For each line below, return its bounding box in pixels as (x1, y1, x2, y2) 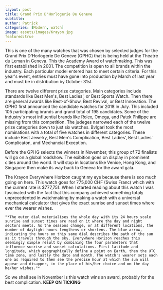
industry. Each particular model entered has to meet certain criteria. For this (5, 68, 157, 74)
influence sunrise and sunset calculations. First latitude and (5, 244, 138, 249)
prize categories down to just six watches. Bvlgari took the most (5, 124, 134, 130)
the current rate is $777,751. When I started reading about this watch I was (5, 184, 154, 190)
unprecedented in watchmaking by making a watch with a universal (5, 195, 140, 200)
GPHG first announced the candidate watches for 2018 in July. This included (5, 103, 158, 109)
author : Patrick (5, 20, 38, 26)
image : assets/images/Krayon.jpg (5, 30, 73, 35)
